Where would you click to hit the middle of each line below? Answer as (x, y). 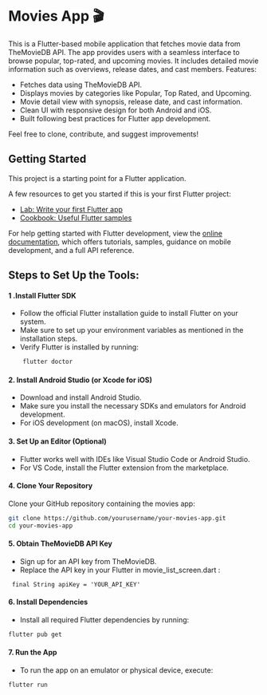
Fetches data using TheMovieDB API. (80, 85)
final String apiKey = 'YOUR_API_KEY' (76, 584)
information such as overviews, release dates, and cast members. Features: (133, 69)
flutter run (28, 685)
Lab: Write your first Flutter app (71, 209)
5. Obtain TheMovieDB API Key (61, 543)
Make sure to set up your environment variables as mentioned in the (132, 330)
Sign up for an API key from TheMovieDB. (88, 561)
